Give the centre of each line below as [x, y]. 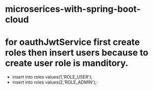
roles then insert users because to [77, 53]
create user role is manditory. [67, 63]
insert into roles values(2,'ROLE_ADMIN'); [55, 82]
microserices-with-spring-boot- [73, 9]
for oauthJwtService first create [73, 42]
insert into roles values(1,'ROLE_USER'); [52, 77]
